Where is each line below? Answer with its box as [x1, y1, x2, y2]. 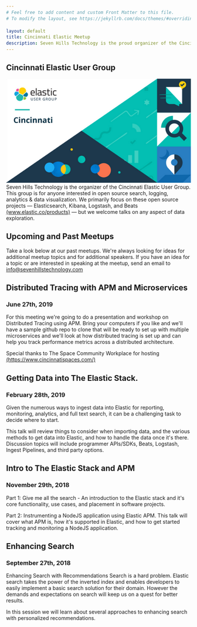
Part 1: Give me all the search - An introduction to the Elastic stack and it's [6, 494, 185, 501]
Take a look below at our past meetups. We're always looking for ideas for [6, 247, 185, 254]
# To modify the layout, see [6, 15, 77, 22]
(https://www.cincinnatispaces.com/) [6, 356, 96, 363]
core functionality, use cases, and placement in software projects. [6, 500, 165, 507]
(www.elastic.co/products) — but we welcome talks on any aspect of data [6, 208, 185, 215]
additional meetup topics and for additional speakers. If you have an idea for [6, 253, 191, 260]
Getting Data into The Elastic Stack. [6, 373, 138, 383]
